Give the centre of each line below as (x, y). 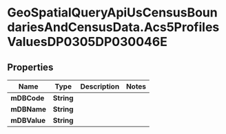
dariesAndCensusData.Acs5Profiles (113, 27)
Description (100, 86)
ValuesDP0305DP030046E (87, 42)
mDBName (29, 109)
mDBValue (28, 120)
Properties (30, 67)
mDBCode (28, 98)
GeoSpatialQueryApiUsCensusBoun (113, 13)
